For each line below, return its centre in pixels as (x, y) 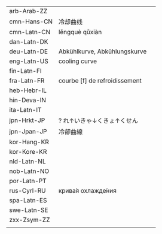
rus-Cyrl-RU (27, 191)
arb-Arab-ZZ (28, 11)
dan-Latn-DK (29, 42)
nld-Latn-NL (27, 161)
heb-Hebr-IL (28, 90)
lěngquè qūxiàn (80, 32)
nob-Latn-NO (29, 171)
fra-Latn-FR (27, 80)
